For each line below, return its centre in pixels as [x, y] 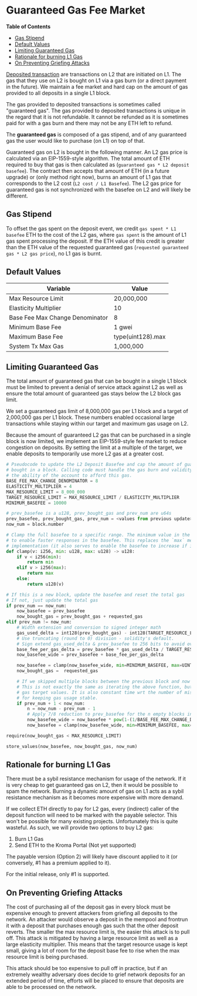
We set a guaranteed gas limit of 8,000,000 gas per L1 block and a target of [97, 411]
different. [17, 196]
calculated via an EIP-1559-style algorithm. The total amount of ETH [88, 158]
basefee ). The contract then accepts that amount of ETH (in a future [88, 170]
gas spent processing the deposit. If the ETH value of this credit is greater [95, 241]
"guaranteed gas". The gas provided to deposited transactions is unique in [96, 110]
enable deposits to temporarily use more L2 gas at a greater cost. [85, 454]
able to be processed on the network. [51, 987]
